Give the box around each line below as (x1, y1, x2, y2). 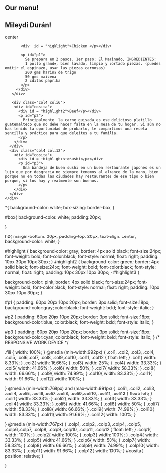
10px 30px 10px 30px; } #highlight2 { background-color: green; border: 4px (5, 259, 159, 265)
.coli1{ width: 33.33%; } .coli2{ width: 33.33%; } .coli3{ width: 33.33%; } (5, 396, 152, 402)
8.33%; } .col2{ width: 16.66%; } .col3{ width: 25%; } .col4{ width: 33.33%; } (5, 360, 162, 366)
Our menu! (5, 4, 39, 12)
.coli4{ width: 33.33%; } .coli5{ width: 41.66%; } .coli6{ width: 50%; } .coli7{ (5, 401, 160, 407)
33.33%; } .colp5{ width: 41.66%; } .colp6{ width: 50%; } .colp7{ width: (5, 437, 150, 443)
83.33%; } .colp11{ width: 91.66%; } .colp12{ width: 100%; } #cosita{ (5, 448, 143, 454)
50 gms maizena (25, 74, 56, 79)
